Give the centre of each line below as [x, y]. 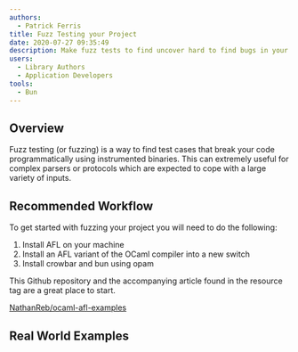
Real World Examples [69, 336]
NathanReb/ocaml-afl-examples [68, 307]
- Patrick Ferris [49, 26]
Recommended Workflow [81, 206]
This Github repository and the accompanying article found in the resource [146, 281]
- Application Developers [65, 76]
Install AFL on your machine [73, 245]
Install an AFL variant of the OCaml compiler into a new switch [136, 254]
